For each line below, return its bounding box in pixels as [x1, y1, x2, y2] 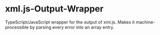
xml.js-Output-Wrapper [5, 3, 104, 14]
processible [5, 24, 29, 30]
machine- [135, 19, 156, 25]
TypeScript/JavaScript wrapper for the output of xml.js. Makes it [5, 19, 135, 25]
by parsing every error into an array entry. [29, 24, 114, 30]
